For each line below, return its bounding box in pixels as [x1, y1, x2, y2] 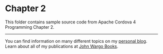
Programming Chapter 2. [5, 24, 55, 30]
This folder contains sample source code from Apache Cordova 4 [5, 19, 136, 25]
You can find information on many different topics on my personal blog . [5, 38, 147, 44]
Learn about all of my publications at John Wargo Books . [5, 43, 118, 49]
